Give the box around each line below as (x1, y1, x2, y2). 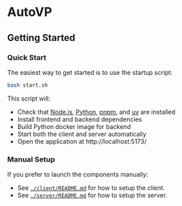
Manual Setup (7, 154, 56, 164)
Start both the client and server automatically (17, 130, 147, 138)
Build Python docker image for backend (17, 122, 131, 130)
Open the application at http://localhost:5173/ (17, 137, 147, 146)
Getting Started (7, 32, 76, 44)
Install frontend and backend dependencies (17, 115, 142, 123)
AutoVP (7, 4, 52, 20)
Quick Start (7, 53, 47, 62)
